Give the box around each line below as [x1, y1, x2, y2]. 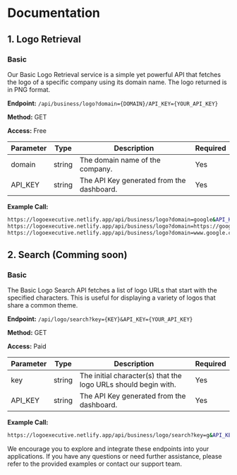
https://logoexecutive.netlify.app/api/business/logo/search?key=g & [7, 432, 213, 439]
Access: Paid [7, 342, 47, 351]
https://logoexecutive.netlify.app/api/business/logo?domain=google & [7, 216, 217, 223]
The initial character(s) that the [79, 371, 182, 381]
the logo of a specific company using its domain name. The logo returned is [7, 78, 227, 86]
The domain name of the [79, 155, 161, 165]
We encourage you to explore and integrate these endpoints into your [7, 445, 209, 453]
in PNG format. [7, 85, 51, 93]
